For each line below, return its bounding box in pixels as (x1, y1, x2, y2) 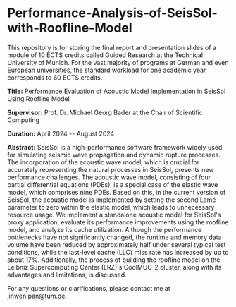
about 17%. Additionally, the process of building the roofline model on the (7, 255, 221, 264)
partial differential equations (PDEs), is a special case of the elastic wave (7, 180, 218, 188)
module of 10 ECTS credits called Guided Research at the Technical (7, 51, 203, 59)
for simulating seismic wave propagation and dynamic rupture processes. (7, 150, 221, 159)
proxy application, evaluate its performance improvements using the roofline (7, 217, 229, 227)
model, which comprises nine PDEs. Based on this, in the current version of (7, 188, 226, 196)
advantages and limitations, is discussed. (7, 270, 127, 279)
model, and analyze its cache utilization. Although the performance (7, 225, 202, 234)
